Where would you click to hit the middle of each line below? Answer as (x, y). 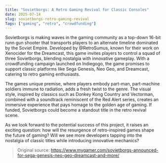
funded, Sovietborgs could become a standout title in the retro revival (76, 110)
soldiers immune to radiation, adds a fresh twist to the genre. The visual (78, 89)
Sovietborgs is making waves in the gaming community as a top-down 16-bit (83, 38)
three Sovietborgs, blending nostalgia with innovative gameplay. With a (77, 59)
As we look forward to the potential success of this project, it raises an (77, 125)
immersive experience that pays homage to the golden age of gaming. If (79, 105)
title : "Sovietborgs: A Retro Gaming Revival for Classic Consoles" (77, 10)
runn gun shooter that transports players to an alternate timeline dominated (82, 43)
